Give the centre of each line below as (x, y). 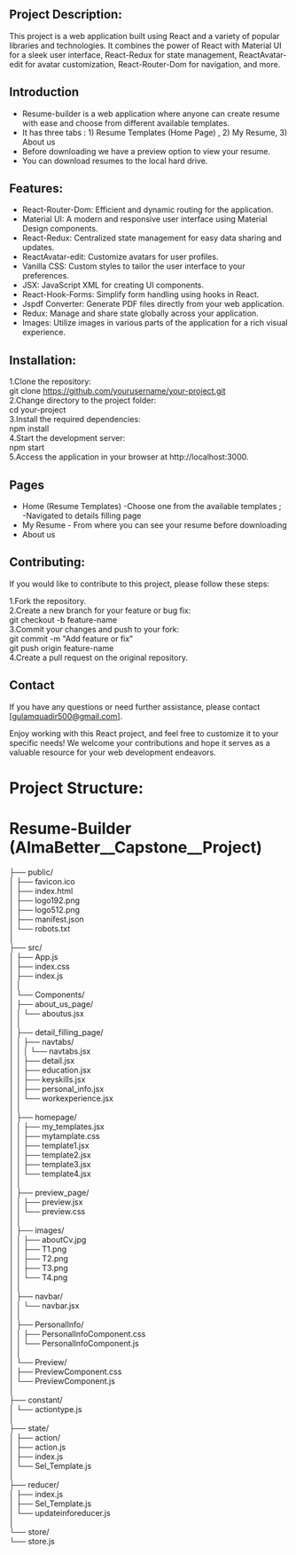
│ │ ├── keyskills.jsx (47, 1079)
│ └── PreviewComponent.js (62, 1381)
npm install (29, 428)
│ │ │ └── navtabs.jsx (50, 1051)
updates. (38, 247)
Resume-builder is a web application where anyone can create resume (151, 114)
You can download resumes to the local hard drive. (115, 161)
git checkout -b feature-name (63, 619)
